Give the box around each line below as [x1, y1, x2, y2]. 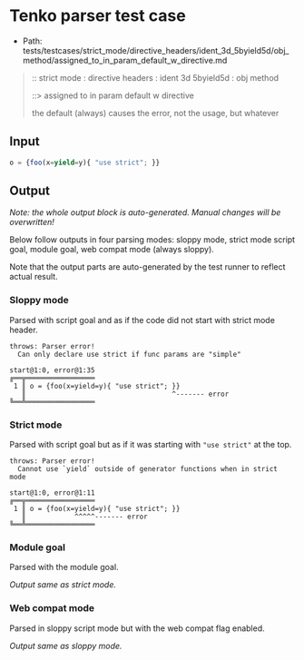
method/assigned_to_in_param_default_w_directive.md [22, 54, 228, 65]
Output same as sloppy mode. [9, 640, 123, 651]
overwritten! [9, 217, 54, 228]
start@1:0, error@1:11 [9, 488, 95, 497]
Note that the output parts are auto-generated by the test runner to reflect [9, 261, 286, 272]
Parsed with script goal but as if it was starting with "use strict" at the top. [9, 439, 292, 450]
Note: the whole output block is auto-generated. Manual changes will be [9, 207, 281, 218]
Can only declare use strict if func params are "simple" [17, 350, 242, 359]
